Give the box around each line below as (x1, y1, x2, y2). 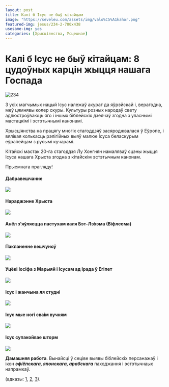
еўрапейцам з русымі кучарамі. (5, 138, 75, 144)
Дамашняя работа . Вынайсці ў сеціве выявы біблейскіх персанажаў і (5, 355, 158, 361)
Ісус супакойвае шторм (5, 334, 59, 340)
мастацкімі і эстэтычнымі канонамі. (5, 118, 83, 124)
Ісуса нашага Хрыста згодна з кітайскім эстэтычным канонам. (5, 153, 142, 160)
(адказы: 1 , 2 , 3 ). (5, 376, 41, 382)
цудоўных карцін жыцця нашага (5, 64, 151, 75)
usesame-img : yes (5, 27, 42, 32)
